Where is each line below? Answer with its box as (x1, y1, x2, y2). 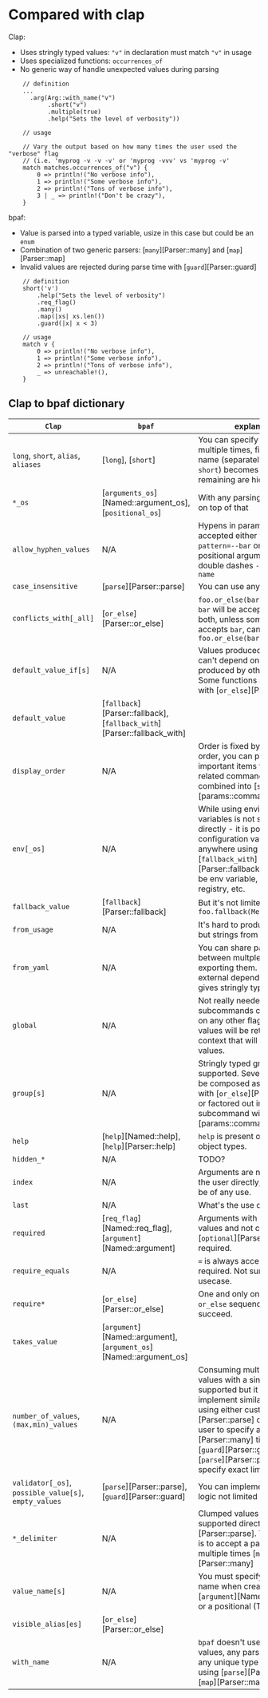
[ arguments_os (101, 487, 155, 498)
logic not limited (198, 1490, 258, 1502)
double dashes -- (198, 560, 264, 571)
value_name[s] (12, 1586, 66, 1596)
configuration (198, 833, 249, 844)
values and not (198, 1222, 254, 1233)
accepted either (198, 529, 258, 540)
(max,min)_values (12, 1419, 78, 1429)
